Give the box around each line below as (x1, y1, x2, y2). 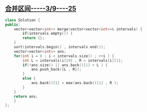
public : (5, 22, 21, 27)
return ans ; (14, 94, 38, 99)
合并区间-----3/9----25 (5, 4, 76, 13)
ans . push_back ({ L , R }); (31, 67, 82, 72)
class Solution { (5, 17, 40, 23)
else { (22, 76, 36, 81)
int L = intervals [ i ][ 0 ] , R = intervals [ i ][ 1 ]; (22, 58, 123, 63)
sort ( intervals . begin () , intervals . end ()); (14, 45, 106, 50)
